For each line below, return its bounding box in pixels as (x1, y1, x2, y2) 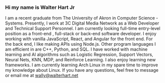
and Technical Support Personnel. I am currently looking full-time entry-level (5, 26, 161, 31)
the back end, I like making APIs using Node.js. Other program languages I (5, 41, 156, 47)
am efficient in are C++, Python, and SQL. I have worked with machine (5, 46, 148, 53)
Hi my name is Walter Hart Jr (5, 4, 75, 11)
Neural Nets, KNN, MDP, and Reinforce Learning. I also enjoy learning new (5, 57, 156, 63)
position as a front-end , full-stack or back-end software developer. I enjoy (5, 31, 157, 37)
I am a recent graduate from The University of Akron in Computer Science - (5, 15, 159, 21)
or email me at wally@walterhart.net (5, 73, 79, 79)
